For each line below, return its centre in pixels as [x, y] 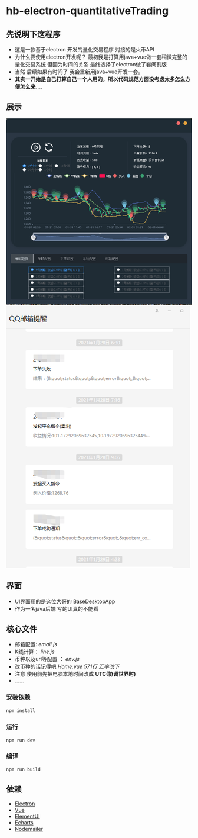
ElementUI [27, 816]
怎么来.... [31, 86]
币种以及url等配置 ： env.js [47, 659]
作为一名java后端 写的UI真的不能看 [57, 608]
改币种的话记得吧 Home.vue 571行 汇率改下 [67, 666]
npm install [21, 710]
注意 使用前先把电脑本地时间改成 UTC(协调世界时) [75, 674]
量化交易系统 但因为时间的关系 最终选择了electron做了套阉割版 [90, 64]
